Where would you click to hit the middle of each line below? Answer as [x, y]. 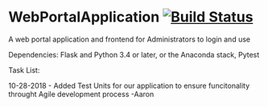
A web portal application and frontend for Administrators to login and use [130, 39]
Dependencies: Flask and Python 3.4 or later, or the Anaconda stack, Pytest [134, 54]
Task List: [24, 70]
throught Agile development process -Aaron [81, 94]
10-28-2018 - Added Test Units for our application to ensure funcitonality [129, 85]
